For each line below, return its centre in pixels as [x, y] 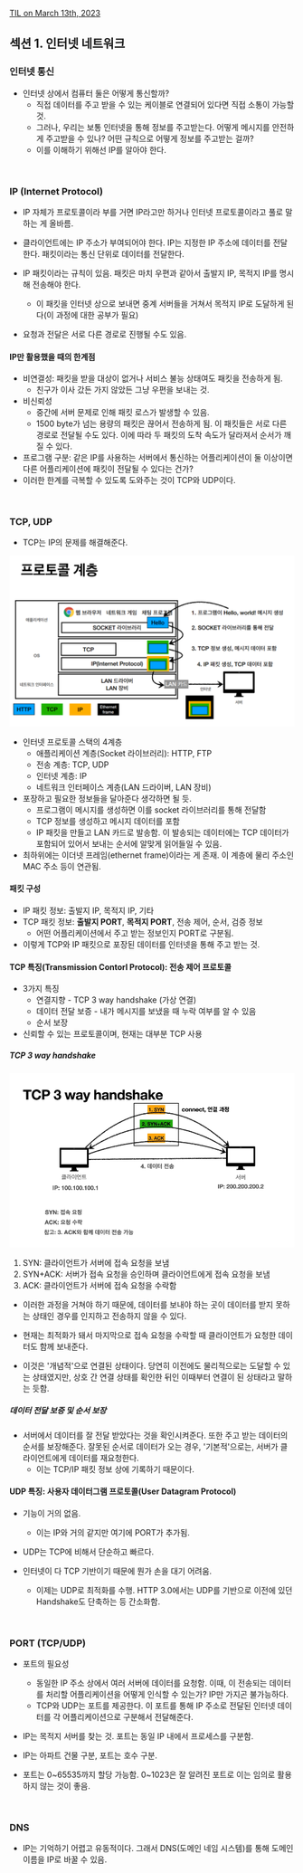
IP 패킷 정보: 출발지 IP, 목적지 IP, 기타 [88, 910]
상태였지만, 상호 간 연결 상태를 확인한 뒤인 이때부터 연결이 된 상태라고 [154, 1377]
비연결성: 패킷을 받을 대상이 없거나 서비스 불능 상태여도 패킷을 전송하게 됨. [152, 378]
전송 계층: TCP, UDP [72, 765]
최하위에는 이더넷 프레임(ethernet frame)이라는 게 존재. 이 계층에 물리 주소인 [158, 855]
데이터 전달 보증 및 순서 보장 [58, 1411]
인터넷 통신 [32, 71]
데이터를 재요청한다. [104, 1458]
